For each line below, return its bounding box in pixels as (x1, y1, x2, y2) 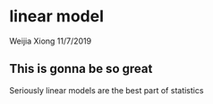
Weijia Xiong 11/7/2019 (9, 36, 92, 46)
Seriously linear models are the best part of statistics (9, 84, 204, 95)
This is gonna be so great (9, 61, 153, 76)
